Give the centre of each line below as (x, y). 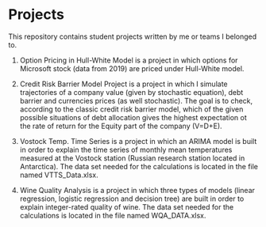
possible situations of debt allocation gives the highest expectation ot (133, 117)
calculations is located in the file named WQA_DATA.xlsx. (113, 215)
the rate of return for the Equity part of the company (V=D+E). (121, 126)
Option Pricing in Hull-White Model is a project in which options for (129, 60)
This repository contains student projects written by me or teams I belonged (133, 36)
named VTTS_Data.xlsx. (59, 175)
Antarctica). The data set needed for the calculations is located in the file (139, 166)
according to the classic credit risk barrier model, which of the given (131, 109)
